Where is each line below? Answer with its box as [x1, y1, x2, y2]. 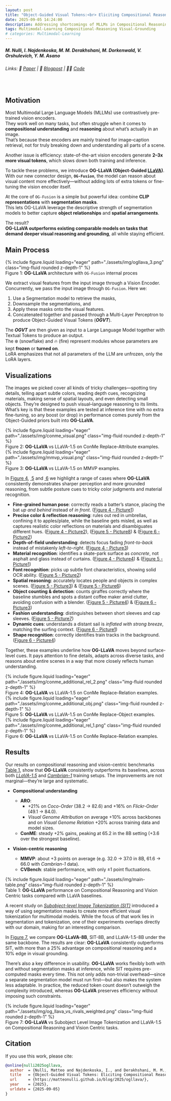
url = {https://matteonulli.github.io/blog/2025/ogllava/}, [10, 1077, 149, 1082]
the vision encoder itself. [19, 184, 71, 190]
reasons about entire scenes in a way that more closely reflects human [5, 658, 154, 664]
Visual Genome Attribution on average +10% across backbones [27, 814, 161, 820]
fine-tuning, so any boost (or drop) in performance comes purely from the [5, 412, 160, 418]
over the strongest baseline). [20, 836, 81, 842]
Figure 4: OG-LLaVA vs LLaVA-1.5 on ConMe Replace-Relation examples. [5, 690, 159, 696]
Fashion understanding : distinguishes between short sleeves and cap [12, 610, 160, 616]
